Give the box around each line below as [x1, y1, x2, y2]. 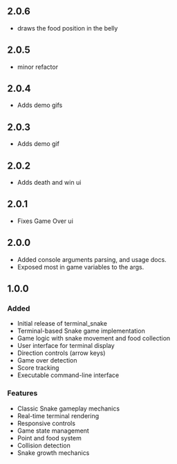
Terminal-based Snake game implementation [17, 326, 145, 335]
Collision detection [17, 441, 71, 449]
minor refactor [17, 63, 59, 71]
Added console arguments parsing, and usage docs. [17, 255, 167, 263]
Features [7, 388, 38, 398]
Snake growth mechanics [17, 448, 90, 457]
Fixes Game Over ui [17, 217, 74, 225]
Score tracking [17, 364, 59, 372]
